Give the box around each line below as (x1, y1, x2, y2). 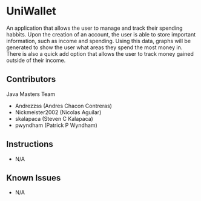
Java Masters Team (6, 90, 56, 98)
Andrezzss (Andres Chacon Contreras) (15, 102, 112, 109)
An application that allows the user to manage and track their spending (6, 24, 183, 32)
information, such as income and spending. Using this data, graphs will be (6, 37, 191, 44)
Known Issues (6, 172, 61, 183)
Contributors (6, 74, 56, 84)
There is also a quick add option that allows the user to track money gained (6, 50, 194, 57)
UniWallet (6, 4, 56, 18)
